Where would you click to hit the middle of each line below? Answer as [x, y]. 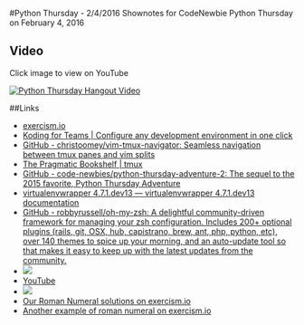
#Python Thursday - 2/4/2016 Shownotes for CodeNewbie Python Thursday [152, 13]
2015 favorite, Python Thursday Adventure [101, 183]
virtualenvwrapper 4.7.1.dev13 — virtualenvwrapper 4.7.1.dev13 [138, 193]
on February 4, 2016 [47, 23]
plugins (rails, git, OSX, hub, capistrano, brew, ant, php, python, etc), [150, 231]
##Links [24, 108]
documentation [51, 202]
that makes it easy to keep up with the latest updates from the [138, 250]
